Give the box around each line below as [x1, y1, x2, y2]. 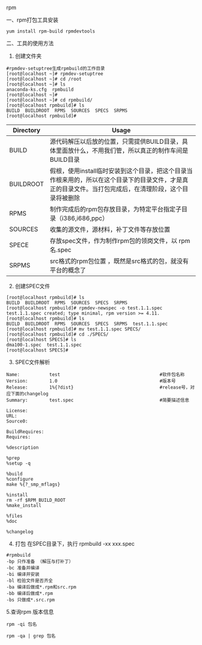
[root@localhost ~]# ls [6, 81, 66, 87]
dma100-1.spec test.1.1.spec [6, 342, 82, 348]
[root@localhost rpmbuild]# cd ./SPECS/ [6, 332, 109, 338]
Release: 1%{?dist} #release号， [6, 384, 191, 390]
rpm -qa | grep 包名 [6, 633, 56, 639]
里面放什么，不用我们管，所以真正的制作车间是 [55, 146, 188, 155]
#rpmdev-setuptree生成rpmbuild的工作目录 [6, 66, 105, 72]
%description [6, 445, 39, 451]
